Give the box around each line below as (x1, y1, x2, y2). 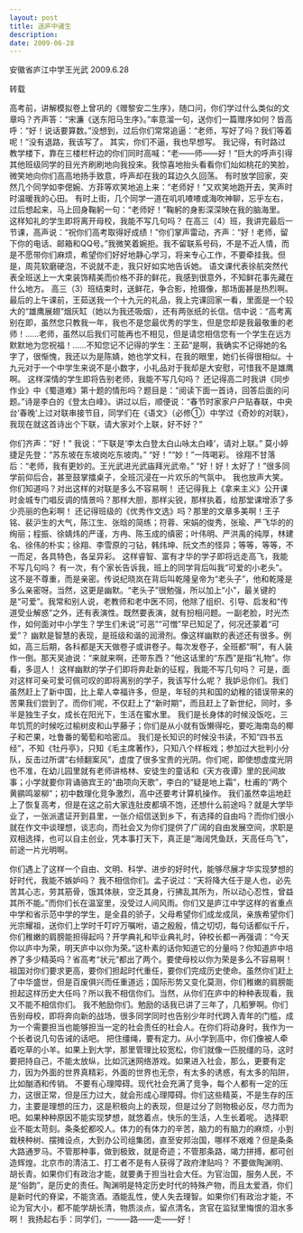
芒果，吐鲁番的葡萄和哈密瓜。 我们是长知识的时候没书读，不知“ (24, 732, 261, 743)
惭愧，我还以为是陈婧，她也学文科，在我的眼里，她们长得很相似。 (40, 351, 286, 362)
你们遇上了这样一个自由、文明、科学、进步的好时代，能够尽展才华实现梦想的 (9, 864, 294, 874)
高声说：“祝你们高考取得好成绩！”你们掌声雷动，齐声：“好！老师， (32, 227, 281, 238)
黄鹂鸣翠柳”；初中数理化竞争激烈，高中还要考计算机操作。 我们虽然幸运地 (9, 788, 284, 799)
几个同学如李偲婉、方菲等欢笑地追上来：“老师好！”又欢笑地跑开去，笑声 (16, 182, 286, 192)
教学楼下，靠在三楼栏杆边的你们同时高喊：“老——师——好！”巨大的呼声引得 (9, 148, 293, 159)
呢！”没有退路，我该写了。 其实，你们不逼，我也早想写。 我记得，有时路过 (9, 136, 287, 147)
